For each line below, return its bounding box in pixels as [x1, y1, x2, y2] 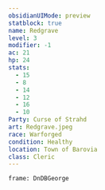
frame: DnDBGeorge [8, 175, 69, 183]
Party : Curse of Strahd [8, 116, 87, 124]
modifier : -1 [8, 42, 52, 49]
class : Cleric [8, 152, 56, 160]
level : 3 [8, 34, 37, 42]
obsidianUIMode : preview [8, 11, 91, 20]
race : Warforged [8, 130, 62, 138]
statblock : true [8, 19, 62, 27]
